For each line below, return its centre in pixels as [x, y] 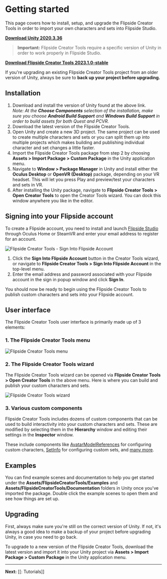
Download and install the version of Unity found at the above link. [79, 105]
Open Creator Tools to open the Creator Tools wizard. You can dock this [87, 195]
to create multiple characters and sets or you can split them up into [81, 137]
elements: [15, 327]
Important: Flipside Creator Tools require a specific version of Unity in [89, 47]
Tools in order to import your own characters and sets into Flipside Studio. [81, 28]
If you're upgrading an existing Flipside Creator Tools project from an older [82, 72]
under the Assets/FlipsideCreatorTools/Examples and [61, 483]
